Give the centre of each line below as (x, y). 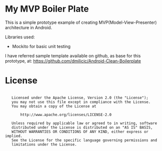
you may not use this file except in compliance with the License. (81, 102)
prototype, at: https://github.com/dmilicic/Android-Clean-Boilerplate (73, 61)
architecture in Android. (29, 27)
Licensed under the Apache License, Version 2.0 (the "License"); (80, 98)
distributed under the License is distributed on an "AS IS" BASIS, (82, 127)
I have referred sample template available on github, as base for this (73, 56)
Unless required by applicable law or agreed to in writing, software (84, 123)
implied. (14, 136)
